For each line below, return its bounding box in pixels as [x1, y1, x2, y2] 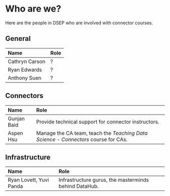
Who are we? [5, 3, 62, 15]
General [5, 34, 31, 43]
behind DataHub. [58, 183, 99, 190]
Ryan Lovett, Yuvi [8, 176, 49, 183]
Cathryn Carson [8, 58, 46, 65]
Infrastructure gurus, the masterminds [58, 176, 149, 183]
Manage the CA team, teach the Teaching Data [36, 129, 148, 136]
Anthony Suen [8, 74, 41, 81]
